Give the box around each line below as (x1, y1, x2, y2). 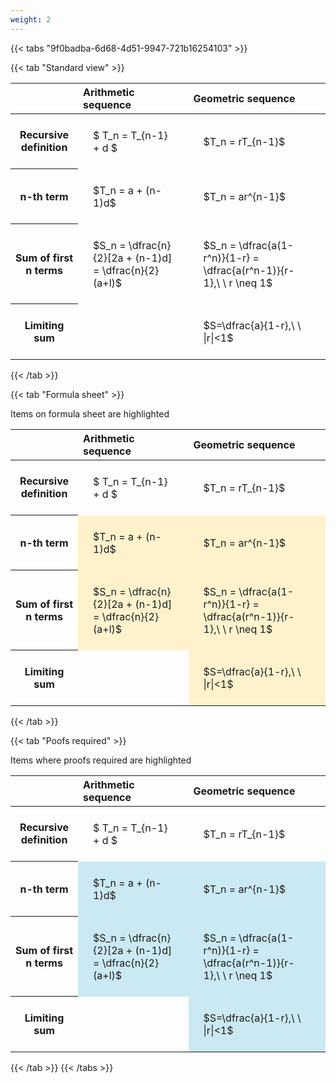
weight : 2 (10, 14, 52, 25)
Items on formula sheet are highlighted (10, 407, 170, 420)
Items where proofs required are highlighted (10, 754, 192, 766)
